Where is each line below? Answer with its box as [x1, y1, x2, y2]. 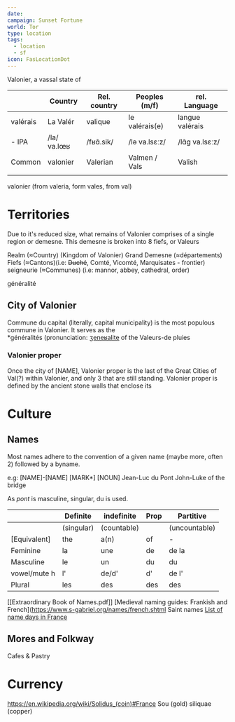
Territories [7, 206, 70, 222]
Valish [178, 157, 198, 167]
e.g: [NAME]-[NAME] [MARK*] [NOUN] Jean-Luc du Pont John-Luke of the [7, 473, 225, 482]
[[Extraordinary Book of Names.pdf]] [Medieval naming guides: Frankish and [7, 597, 228, 606]
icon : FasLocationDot [7, 56, 71, 63]
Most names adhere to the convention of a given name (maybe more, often [7, 452, 223, 461]
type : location [7, 29, 52, 37]
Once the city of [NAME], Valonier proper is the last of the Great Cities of [7, 366, 217, 375]
